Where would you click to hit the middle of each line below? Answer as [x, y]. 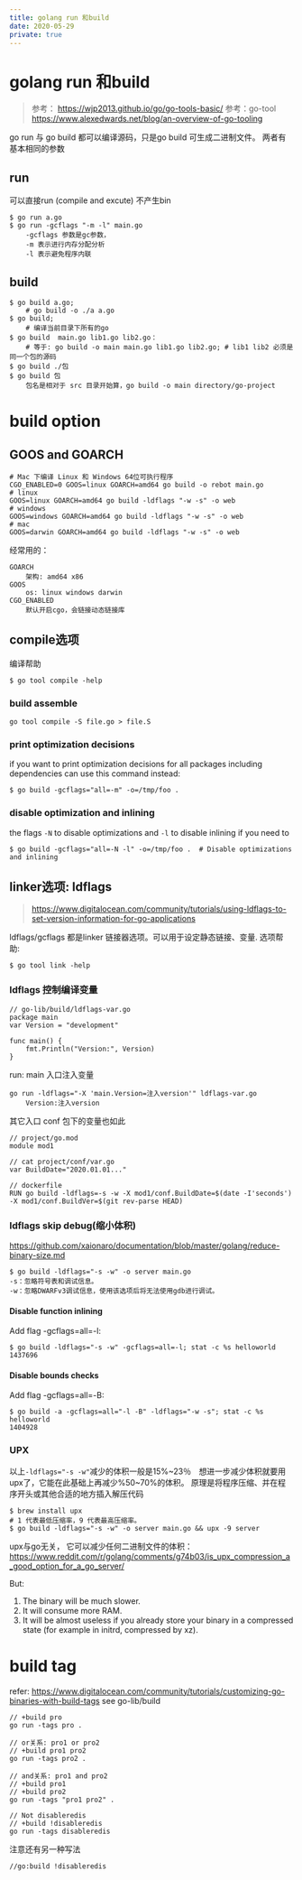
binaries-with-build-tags [55, 1700]
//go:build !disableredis [58, 1866]
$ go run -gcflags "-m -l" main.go [76, 226]
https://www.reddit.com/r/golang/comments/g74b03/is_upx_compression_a [150, 1556]
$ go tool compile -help [56, 681]
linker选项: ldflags [61, 887]
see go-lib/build [131, 1700]
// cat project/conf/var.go [62, 1162]
